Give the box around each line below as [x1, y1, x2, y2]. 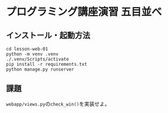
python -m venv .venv [6, 51, 59, 57]
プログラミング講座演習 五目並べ [6, 5, 162, 19]
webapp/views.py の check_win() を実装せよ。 [6, 100, 110, 107]
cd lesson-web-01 [6, 46, 48, 52]
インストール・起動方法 [6, 30, 90, 40]
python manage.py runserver [6, 66, 75, 72]
